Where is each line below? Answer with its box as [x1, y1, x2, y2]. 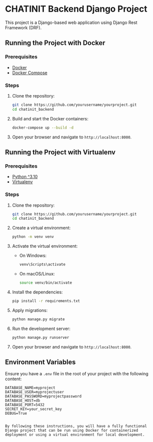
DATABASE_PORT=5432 [5, 403, 45, 407]
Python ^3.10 [12, 174, 38, 180]
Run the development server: [12, 326, 71, 331]
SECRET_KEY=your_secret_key [5, 407, 62, 412]
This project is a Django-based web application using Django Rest [5, 19, 137, 25]
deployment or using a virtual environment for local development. [5, 432, 145, 437]
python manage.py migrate [12, 317, 65, 322]
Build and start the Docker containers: [12, 115, 89, 121]
